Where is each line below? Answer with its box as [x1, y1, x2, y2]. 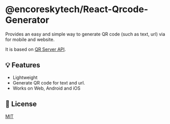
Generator [5, 14, 49, 26]
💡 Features [5, 61, 41, 69]
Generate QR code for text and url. [12, 79, 86, 86]
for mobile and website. [5, 36, 55, 43]
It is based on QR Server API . [5, 46, 66, 52]
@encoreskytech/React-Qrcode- [5, 4, 149, 15]
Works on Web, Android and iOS [12, 85, 80, 91]
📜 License [5, 100, 37, 108]
